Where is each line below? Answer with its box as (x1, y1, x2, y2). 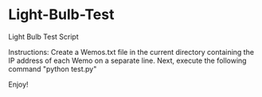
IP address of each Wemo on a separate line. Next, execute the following (8, 56, 247, 65)
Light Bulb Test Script (8, 32, 79, 41)
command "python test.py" (8, 64, 97, 73)
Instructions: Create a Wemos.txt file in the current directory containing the (8, 47, 255, 56)
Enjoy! (8, 80, 29, 89)
